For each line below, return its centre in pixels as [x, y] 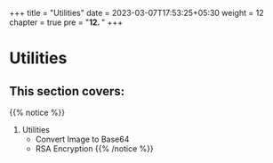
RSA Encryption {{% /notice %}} [94, 149]
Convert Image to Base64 [82, 139]
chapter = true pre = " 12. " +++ [66, 22]
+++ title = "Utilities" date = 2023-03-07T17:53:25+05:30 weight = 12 [136, 13]
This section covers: [67, 91]
